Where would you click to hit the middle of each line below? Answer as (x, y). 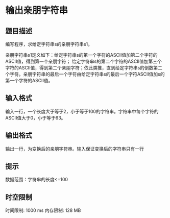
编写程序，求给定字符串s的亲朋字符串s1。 (49, 44)
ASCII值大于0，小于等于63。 (35, 117)
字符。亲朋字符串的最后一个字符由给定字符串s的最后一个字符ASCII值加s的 (87, 74)
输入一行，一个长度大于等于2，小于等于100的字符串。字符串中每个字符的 (82, 111)
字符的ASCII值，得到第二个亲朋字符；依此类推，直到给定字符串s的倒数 (79, 68)
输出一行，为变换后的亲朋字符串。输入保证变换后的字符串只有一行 (75, 149)
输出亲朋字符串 (37, 10)
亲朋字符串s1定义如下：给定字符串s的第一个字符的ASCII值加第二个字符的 (81, 55)
